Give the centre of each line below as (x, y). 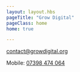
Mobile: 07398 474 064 (36, 63)
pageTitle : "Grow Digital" (40, 18)
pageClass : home (27, 23)
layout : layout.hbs (31, 12)
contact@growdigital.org (37, 51)
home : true (20, 29)
